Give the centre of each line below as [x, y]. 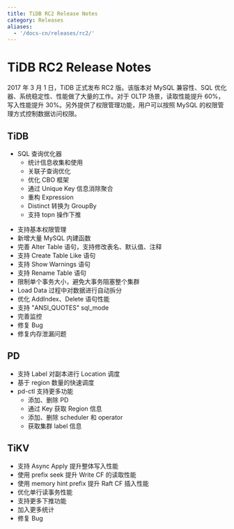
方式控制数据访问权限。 [47, 114]
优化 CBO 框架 [48, 180]
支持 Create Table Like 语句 [56, 255]
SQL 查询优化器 [40, 153]
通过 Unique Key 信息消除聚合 [70, 188]
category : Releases [36, 20]
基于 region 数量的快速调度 [56, 382]
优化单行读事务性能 [45, 492]
